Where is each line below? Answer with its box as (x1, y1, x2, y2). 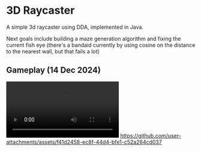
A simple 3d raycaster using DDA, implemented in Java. (6, 23, 144, 31)
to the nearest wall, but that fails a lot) (6, 47, 100, 55)
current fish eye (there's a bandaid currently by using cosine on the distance (6, 41, 196, 49)
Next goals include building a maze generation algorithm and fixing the (6, 35, 181, 42)
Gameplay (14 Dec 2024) (6, 65, 101, 75)
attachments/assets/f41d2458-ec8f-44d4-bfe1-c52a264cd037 (6, 138, 162, 146)
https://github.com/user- (119, 132, 181, 139)
